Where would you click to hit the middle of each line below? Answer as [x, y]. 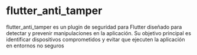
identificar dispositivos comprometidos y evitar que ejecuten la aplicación [96, 39]
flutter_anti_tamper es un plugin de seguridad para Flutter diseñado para [94, 27]
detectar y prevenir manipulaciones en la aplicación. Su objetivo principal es [99, 33]
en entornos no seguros [35, 46]
